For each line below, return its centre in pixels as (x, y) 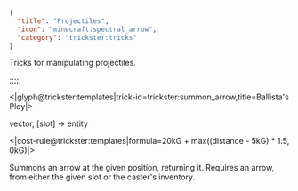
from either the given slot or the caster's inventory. (102, 177)
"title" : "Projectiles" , (63, 21)
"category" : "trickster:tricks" (77, 37)
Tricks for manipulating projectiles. (72, 63)
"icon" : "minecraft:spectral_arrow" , (87, 29)
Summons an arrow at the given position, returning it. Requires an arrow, (142, 168)
